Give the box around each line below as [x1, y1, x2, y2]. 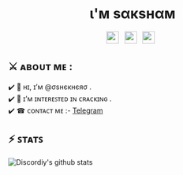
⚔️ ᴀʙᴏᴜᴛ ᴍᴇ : [8, 60, 73, 73]
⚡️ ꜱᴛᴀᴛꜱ [8, 132, 43, 146]
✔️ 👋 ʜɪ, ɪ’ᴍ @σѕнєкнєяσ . [8, 82, 92, 91]
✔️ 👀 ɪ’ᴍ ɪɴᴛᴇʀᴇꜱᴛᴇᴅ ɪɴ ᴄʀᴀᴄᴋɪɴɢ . [8, 94, 112, 103]
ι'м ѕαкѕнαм [89, 5, 176, 23]
